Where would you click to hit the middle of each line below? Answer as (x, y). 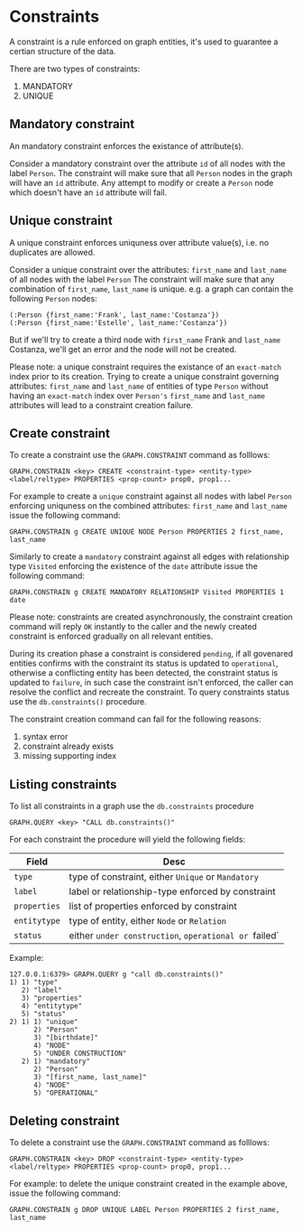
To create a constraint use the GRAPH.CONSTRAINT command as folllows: (140, 455)
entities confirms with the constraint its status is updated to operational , (144, 663)
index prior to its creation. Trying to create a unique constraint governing (144, 376)
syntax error (45, 737)
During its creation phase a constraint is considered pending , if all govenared (151, 654)
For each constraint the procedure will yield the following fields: (128, 839)
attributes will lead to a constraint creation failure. (101, 405)
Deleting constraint (64, 1120)
